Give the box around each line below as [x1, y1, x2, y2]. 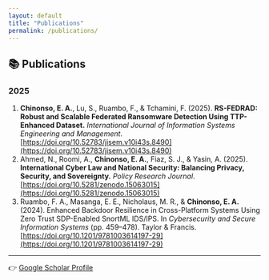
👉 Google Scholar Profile [8, 263, 94, 273]
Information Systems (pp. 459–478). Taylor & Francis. [19, 222, 197, 232]
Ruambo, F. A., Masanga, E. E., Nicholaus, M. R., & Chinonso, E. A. [19, 197, 239, 206]
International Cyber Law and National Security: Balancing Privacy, [19, 163, 245, 173]
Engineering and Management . [19, 129, 122, 138]
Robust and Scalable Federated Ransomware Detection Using [19, 112, 229, 122]
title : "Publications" [8, 19, 84, 27]
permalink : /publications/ [8, 26, 98, 34]
